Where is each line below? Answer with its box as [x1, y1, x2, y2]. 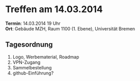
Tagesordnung [5, 40, 53, 49]
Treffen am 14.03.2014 [5, 4, 103, 15]
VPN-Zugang [12, 59, 41, 65]
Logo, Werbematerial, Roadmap [12, 54, 79, 60]
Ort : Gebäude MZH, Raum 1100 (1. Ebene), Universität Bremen [5, 25, 135, 31]
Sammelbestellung [12, 64, 52, 70]
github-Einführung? [12, 70, 54, 76]
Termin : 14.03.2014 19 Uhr [5, 20, 61, 26]
